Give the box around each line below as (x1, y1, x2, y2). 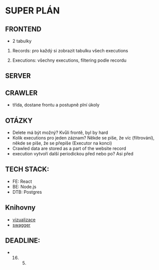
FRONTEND (5, 25, 42, 33)
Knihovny (5, 203, 36, 212)
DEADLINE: (5, 237, 41, 245)
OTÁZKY (5, 116, 33, 125)
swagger (12, 222, 31, 228)
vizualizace (12, 217, 36, 223)
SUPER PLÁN (5, 5, 60, 16)
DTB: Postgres (12, 189, 42, 195)
